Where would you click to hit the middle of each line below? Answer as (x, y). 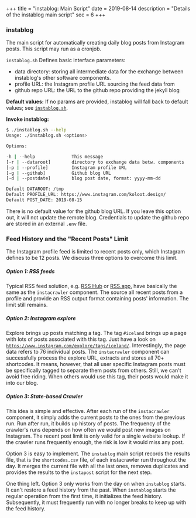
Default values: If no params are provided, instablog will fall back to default (97, 101)
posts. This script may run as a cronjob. (54, 49)
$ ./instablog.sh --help (36, 130)
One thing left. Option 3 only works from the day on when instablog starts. (96, 484)
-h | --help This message (55, 157)
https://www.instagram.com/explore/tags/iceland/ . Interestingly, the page (96, 346)
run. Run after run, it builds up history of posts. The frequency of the (88, 424)
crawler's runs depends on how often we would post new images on (88, 430)
